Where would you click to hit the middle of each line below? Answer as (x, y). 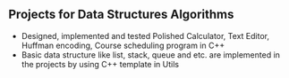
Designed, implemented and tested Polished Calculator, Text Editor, (145, 35)
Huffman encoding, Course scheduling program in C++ (123, 45)
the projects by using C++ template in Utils (100, 64)
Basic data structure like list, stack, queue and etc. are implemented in (151, 55)
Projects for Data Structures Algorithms (121, 15)
